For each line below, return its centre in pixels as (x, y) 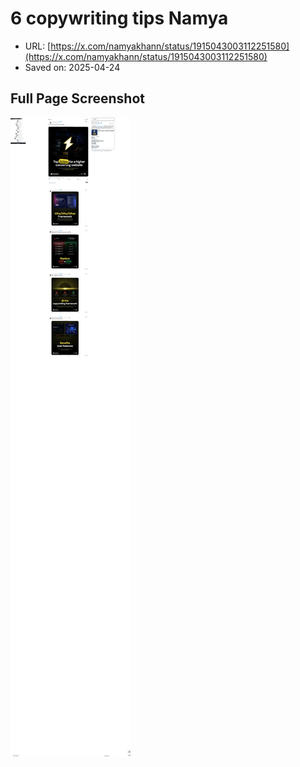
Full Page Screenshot (77, 98)
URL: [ (38, 46)
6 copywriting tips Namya (119, 18)
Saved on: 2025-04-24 (72, 67)
